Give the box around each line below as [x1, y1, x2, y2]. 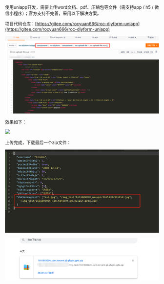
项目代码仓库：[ [5, 21, 37, 26]
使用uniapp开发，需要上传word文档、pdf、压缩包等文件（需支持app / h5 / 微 [5, 4, 159, 10]
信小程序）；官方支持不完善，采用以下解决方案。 [5, 10, 102, 16]
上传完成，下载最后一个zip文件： [5, 139, 71, 145]
